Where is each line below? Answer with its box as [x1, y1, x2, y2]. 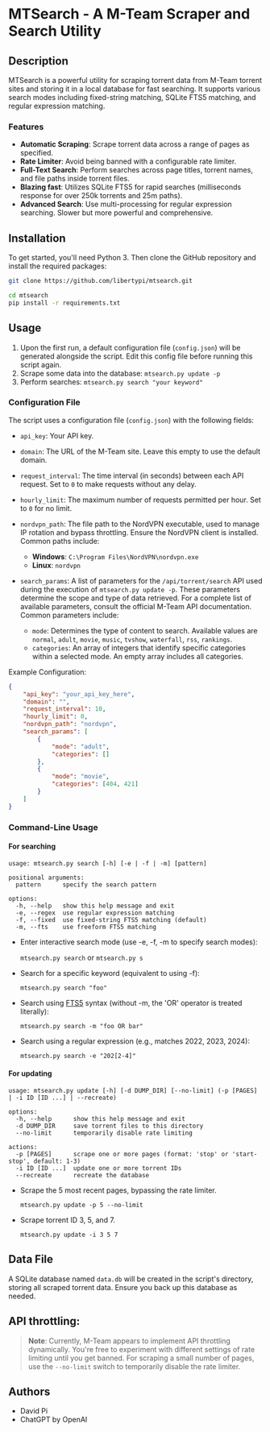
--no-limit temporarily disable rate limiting [15, 1129, 193, 1137]
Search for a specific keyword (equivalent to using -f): [19, 968, 200, 977]
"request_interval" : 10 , [23, 705, 106, 713]
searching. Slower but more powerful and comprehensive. [19, 208, 214, 218]
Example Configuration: [8, 666, 87, 677]
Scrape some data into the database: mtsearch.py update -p [19, 368, 221, 378]
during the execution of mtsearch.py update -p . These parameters [19, 584, 240, 594]
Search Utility [8, 22, 102, 40]
